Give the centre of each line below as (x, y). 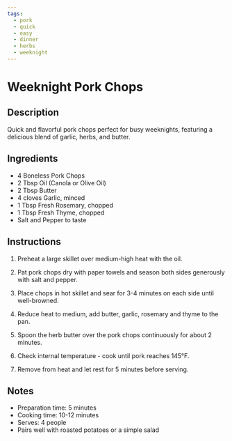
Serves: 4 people (42, 423)
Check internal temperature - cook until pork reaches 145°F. (103, 355)
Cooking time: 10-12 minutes (58, 415)
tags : (15, 14)
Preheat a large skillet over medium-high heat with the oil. (100, 258)
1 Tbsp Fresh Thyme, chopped (61, 212)
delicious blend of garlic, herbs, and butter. (69, 137)
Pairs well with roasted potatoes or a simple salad (88, 430)
